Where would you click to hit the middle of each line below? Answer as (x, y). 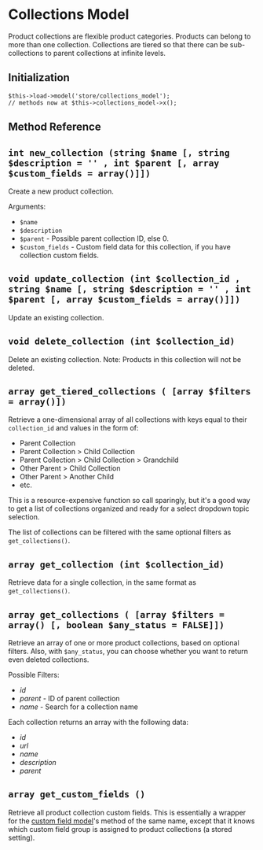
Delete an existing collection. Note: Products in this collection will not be (125, 359)
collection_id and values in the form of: (73, 428)
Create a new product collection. (61, 191)
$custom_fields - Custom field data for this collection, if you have (125, 246)
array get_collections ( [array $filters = (117, 614)
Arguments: (27, 206)
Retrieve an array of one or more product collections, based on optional (124, 643)
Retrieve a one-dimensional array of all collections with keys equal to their (128, 419)
